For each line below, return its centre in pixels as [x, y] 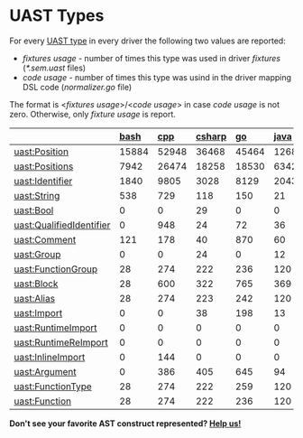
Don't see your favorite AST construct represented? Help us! [125, 423]
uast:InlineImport [50, 357]
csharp [211, 136]
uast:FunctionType [53, 387]
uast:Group [37, 254]
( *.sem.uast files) [54, 68]
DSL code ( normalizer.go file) [77, 87]
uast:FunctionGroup [56, 269]
